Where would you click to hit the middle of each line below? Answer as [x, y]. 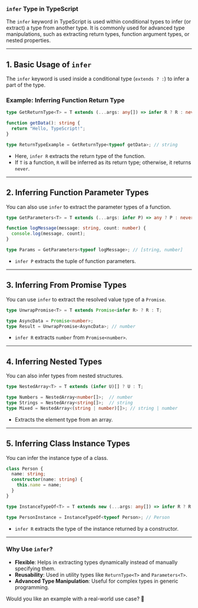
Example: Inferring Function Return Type [65, 100]
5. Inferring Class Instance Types [68, 444]
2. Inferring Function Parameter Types [77, 193]
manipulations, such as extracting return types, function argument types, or [98, 34]
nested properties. [29, 41]
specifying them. [35, 568]
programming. [32, 587]
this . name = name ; [39, 485]
